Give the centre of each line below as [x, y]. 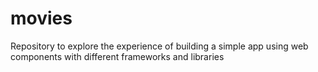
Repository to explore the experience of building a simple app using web [159, 46]
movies [41, 18]
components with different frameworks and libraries [117, 56]
